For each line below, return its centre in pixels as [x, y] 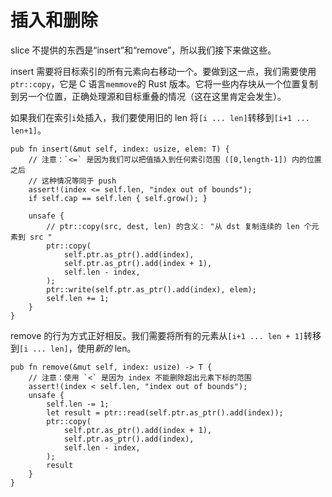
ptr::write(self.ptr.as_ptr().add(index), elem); [151, 289]
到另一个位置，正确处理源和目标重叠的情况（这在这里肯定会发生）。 [148, 96]
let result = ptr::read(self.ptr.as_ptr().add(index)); [165, 412]
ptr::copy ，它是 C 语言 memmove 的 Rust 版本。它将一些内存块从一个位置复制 [164, 83]
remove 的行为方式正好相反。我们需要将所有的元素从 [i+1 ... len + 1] [157, 335]
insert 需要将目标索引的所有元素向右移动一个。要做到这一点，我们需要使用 [163, 71]
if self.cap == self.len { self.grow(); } [118, 198]
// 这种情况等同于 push [72, 181]
